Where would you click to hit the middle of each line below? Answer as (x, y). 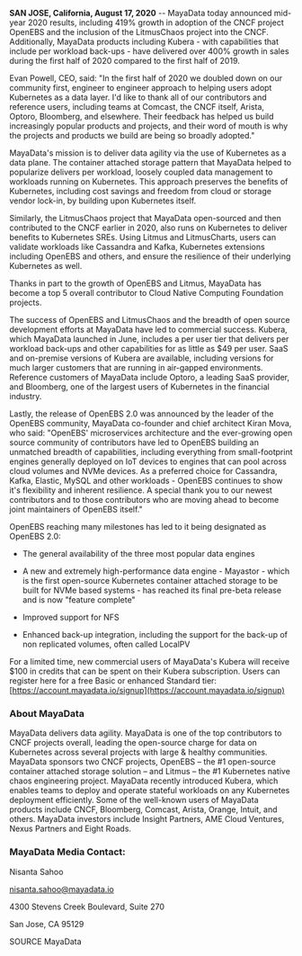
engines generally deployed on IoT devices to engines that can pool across (148, 461)
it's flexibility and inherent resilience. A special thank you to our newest (141, 490)
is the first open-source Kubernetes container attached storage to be (150, 581)
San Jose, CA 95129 (47, 924)
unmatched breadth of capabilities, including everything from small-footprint (151, 452)
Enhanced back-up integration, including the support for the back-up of (155, 634)
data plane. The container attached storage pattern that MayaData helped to (151, 162)
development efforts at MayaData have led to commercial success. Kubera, (148, 329)
